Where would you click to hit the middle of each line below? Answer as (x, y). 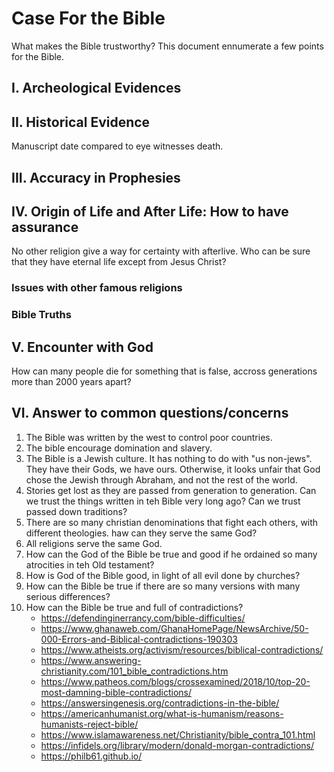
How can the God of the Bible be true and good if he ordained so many (171, 554)
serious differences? (68, 596)
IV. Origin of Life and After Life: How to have (150, 211)
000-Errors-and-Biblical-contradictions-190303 (139, 639)
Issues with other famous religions (97, 288)
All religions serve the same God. (94, 543)
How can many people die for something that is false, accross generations (164, 371)
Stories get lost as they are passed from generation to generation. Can (171, 490)
